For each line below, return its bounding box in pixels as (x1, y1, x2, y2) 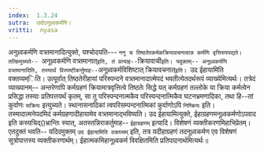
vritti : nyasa (8, 26, 58, 34)
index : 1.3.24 (8, 11, 58, 20)
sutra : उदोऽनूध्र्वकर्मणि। (8, 19, 72, 27)
